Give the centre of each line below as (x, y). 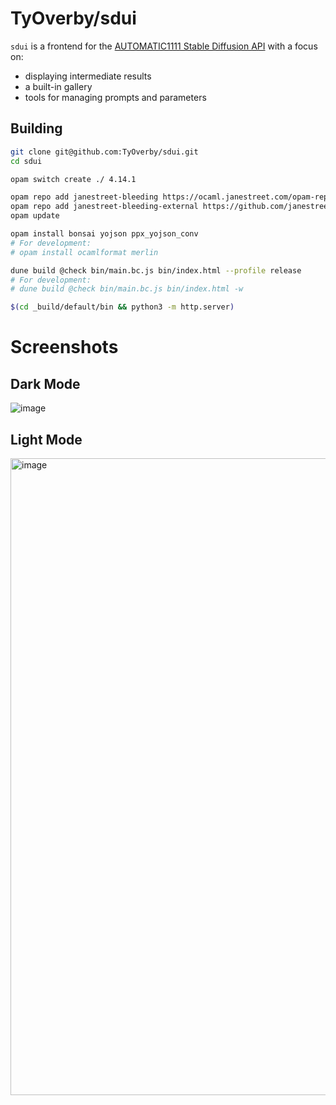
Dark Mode (45, 383)
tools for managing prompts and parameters (115, 97)
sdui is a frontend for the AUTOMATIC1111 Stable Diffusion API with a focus (164, 46)
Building (36, 128)
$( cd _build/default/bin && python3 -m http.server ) (122, 307)
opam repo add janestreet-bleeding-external (104, 207)
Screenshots (64, 347)
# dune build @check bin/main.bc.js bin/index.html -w (127, 289)
